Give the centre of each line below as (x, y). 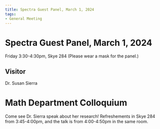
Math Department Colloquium (66, 103)
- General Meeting (24, 18)
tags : (10, 14)
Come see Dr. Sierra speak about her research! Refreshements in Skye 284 (80, 116)
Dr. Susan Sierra (21, 83)
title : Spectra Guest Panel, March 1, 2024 (50, 9)
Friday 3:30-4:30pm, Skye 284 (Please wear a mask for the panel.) (72, 56)
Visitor (15, 71)
